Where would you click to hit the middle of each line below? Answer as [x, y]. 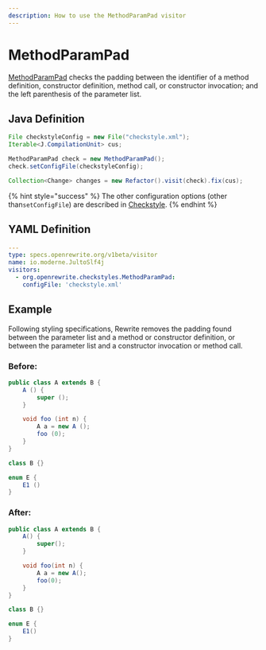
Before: [23, 366]
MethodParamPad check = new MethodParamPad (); [87, 159]
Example [30, 310]
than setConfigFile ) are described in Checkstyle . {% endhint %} [113, 204]
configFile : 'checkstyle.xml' [73, 284]
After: [20, 512]
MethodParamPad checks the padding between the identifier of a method [129, 77]
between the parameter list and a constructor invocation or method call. [126, 345]
